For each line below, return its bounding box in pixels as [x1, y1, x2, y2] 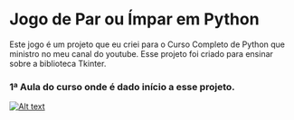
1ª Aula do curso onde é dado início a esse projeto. [9, 80, 235, 93]
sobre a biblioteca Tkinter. [9, 58, 107, 69]
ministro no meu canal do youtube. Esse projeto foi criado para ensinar [9, 48, 274, 59]
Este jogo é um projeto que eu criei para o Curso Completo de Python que [9, 39, 285, 50]
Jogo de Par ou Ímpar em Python [9, 9, 260, 30]
